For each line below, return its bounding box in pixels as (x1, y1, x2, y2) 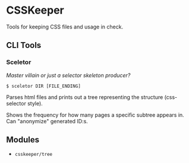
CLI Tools (6, 40, 42, 50)
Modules (6, 135, 40, 145)
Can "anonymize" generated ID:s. (6, 117, 88, 124)
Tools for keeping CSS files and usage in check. (6, 23, 124, 30)
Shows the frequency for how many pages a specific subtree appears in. (6, 111, 184, 119)
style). (27, 100, 43, 107)
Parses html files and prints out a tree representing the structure (6, 93, 163, 101)
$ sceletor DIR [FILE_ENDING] (6, 83, 81, 89)
